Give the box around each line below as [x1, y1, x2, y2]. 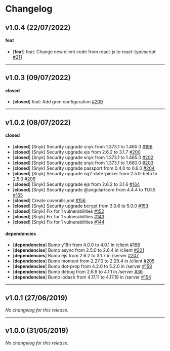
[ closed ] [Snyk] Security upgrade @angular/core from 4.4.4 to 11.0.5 [12, 186, 156, 192]
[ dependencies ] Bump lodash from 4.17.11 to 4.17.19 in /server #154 [12, 274, 152, 280]
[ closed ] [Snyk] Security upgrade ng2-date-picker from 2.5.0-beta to [12, 170, 158, 176]
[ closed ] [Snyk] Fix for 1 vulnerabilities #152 [12, 208, 105, 214]
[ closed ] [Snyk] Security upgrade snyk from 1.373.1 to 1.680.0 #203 [12, 160, 154, 166]
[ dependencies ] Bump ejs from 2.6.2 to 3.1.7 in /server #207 [12, 253, 139, 259]
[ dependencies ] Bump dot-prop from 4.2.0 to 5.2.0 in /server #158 [12, 263, 152, 269]
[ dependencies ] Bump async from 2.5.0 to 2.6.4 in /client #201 [12, 247, 144, 253]
